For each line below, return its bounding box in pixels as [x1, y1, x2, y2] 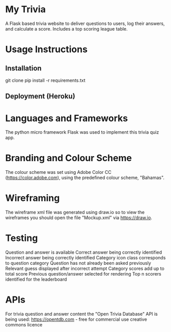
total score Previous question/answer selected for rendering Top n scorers [5, 271, 161, 277]
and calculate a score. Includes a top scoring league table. [5, 25, 128, 32]
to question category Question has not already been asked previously [5, 260, 151, 266]
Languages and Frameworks [5, 112, 128, 124]
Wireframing [5, 192, 60, 204]
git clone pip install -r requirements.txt [5, 77, 85, 83]
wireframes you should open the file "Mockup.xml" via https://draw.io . [5, 215, 153, 221]
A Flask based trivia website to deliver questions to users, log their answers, [5, 20, 165, 26]
